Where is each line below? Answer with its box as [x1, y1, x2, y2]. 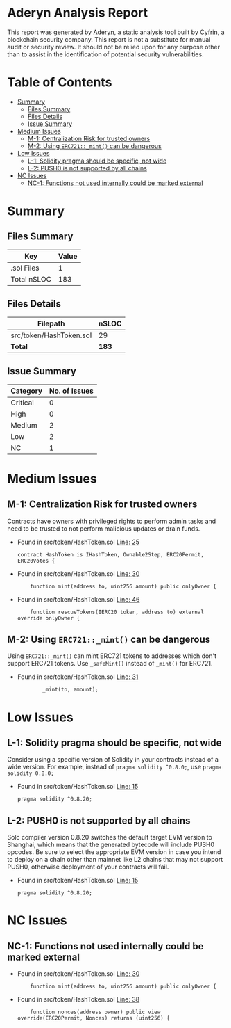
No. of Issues [49, 386, 94, 396]
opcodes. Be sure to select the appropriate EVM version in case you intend [7, 848, 221, 856]
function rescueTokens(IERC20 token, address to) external [30, 609, 205, 616]
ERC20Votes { [17, 557, 55, 564]
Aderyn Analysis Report [7, 5, 148, 21]
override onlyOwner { [17, 614, 80, 622]
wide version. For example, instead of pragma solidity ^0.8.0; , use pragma [7, 763, 222, 771]
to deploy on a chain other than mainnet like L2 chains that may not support [7, 856, 223, 864]
